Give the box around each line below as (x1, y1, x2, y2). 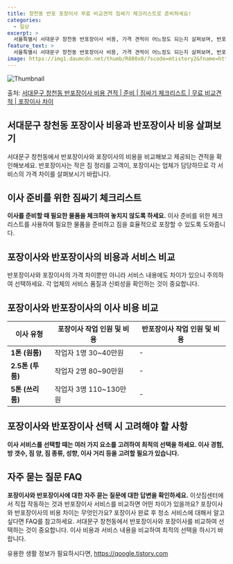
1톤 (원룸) (10, 348, 42, 357)
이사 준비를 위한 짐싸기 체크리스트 (7, 191, 142, 203)
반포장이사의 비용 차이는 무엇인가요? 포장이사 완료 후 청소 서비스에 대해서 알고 (14, 508, 225, 517)
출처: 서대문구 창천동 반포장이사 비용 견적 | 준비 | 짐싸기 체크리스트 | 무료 (7, 88, 203, 97)
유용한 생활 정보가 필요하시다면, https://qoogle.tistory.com (7, 549, 169, 557)
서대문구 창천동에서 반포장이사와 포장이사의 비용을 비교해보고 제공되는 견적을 (7, 152, 215, 160)
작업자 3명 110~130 (54, 384, 120, 394)
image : (7, 55, 26, 62)
